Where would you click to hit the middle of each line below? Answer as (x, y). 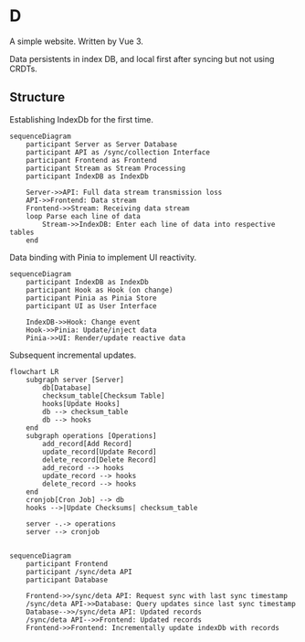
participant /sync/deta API (79, 572)
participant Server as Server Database (102, 144)
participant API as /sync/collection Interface (118, 152)
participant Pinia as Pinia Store (91, 298)
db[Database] (67, 388)
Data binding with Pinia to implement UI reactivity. (103, 257)
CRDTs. (24, 69)
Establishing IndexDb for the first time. (81, 119)
